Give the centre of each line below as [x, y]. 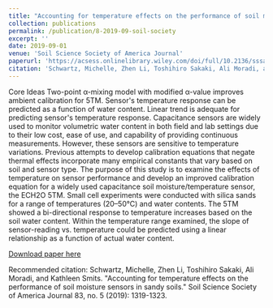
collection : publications [52, 24]
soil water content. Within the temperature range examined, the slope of [129, 220]
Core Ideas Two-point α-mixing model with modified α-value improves [126, 92]
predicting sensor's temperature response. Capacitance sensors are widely [135, 118]
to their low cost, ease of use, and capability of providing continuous [123, 135]
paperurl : [25, 62]
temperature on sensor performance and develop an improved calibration [131, 178]
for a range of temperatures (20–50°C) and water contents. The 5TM [123, 203]
